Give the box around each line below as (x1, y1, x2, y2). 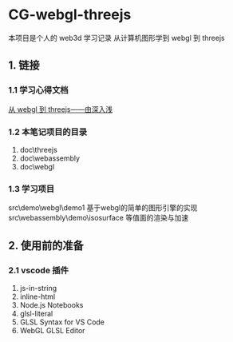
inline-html (19, 292, 56, 301)
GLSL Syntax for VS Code (19, 317, 105, 327)
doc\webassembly (19, 153, 81, 163)
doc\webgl (19, 161, 55, 171)
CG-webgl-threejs (8, 6, 132, 24)
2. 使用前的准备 (8, 238, 84, 253)
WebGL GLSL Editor (19, 325, 85, 335)
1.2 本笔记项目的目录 (8, 126, 88, 137)
